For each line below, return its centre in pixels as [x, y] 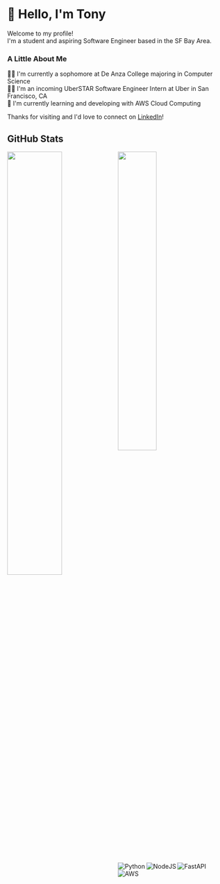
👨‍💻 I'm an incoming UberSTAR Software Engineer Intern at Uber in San [108, 89]
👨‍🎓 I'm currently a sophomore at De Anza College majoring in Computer [110, 74]
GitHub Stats [35, 139]
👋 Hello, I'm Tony [57, 14]
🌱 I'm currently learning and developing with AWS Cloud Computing [104, 103]
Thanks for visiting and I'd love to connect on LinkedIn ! [86, 117]
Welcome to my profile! [41, 33]
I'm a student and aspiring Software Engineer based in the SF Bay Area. [109, 40]
